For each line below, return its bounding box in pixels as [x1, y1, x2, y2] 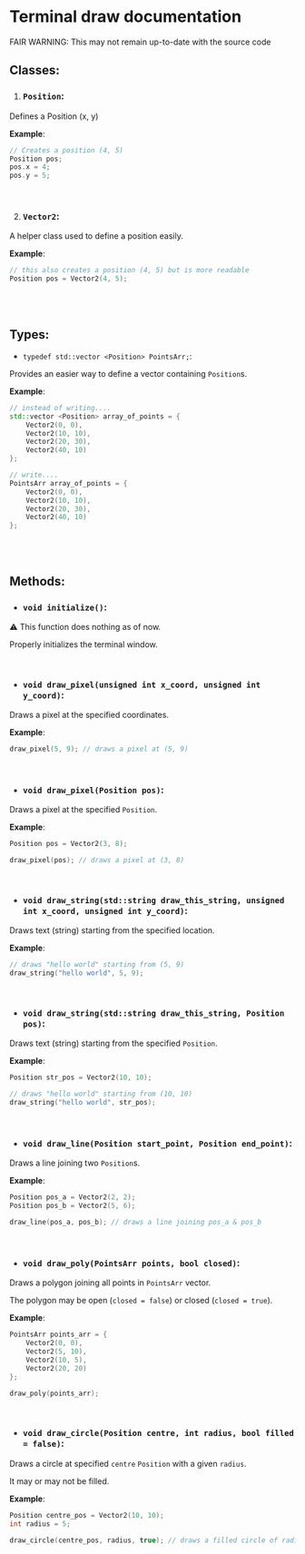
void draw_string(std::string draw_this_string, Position [22, 1008, 285, 1018]
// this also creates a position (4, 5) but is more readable [9, 266, 250, 275]
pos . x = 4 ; [9, 162, 51, 172]
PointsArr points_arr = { [9, 1330, 107, 1340]
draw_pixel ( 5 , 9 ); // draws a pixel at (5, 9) [9, 744, 189, 754]
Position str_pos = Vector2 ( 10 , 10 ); [9, 1073, 152, 1082]
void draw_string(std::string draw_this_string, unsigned [22, 896, 285, 906]
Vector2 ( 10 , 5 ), [25, 1355, 88, 1364]
